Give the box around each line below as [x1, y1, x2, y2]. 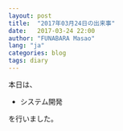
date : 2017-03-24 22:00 [8, 27, 95, 35]
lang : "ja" [8, 42, 45, 50]
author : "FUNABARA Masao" [8, 34, 95, 43]
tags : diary [8, 57, 48, 65]
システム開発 [19, 96, 63, 106]
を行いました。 [8, 113, 58, 123]
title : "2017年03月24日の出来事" [8, 19, 116, 27]
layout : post [8, 11, 52, 20]
